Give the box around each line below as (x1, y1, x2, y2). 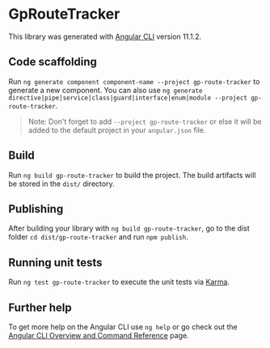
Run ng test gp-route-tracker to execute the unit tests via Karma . (8, 277, 230, 287)
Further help (8, 300, 73, 314)
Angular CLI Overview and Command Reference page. (8, 331, 189, 340)
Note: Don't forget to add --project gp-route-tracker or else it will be (27, 117, 262, 126)
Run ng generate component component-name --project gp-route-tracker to (8, 76, 260, 86)
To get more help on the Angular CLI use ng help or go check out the (8, 322, 238, 332)
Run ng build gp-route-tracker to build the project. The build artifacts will (8, 170, 256, 180)
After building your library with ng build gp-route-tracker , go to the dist (8, 223, 251, 233)
